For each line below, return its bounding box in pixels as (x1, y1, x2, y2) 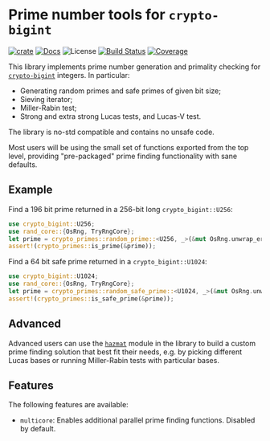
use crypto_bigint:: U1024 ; (8, 272, 99, 280)
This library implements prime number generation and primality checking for (8, 62, 261, 71)
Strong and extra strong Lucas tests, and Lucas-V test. (19, 111, 202, 121)
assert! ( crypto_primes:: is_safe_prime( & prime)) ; (8, 295, 174, 303)
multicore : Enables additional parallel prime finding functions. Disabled (19, 415, 256, 425)
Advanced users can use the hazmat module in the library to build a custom (8, 338, 256, 348)
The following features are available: (8, 400, 129, 410)
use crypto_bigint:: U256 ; (8, 219, 95, 228)
